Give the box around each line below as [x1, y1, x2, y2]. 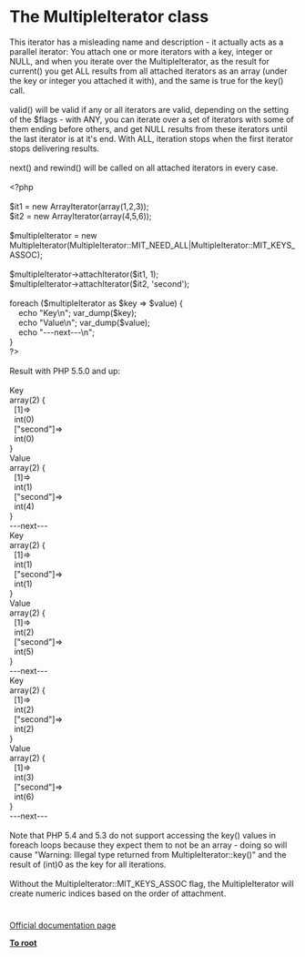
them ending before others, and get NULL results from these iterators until [9, 123, 289, 134]
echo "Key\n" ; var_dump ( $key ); [17, 307, 137, 318]
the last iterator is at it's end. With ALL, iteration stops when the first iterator [9, 133, 294, 144]
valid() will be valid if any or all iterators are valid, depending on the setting [9, 104, 290, 115]
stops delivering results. [9, 143, 100, 154]
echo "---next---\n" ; [17, 326, 96, 338]
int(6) [13, 790, 35, 802]
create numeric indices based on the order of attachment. [9, 888, 227, 899]
